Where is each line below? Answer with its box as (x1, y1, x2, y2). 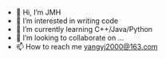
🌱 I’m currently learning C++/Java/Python (15, 25, 153, 33)
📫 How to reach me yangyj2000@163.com (15, 42, 158, 51)
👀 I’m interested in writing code (15, 16, 118, 26)
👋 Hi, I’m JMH (15, 8, 61, 17)
